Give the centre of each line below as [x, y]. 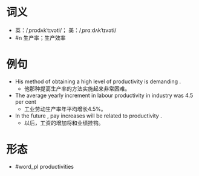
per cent [25, 102]
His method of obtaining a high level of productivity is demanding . [98, 81]
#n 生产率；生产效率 [40, 37]
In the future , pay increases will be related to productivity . [88, 116]
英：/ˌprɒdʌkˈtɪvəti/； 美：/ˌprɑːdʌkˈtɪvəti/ [66, 30]
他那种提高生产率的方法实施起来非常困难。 [77, 89]
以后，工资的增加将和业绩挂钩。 [64, 123]
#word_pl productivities [44, 166]
